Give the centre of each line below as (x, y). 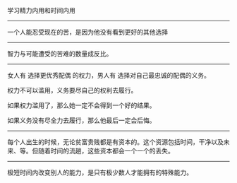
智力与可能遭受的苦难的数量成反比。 (60, 54)
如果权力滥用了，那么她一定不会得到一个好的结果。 (81, 105)
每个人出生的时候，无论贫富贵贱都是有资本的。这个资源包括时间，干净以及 (115, 142)
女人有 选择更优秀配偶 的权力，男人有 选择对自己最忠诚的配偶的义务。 (109, 75)
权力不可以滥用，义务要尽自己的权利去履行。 (72, 90)
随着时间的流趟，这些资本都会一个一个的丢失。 (106, 151)
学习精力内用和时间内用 (41, 10)
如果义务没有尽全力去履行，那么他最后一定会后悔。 (81, 120)
